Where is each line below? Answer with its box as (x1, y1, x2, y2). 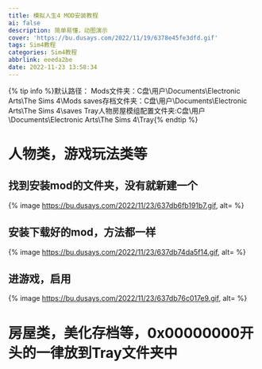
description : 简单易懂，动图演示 (8, 26, 109, 34)
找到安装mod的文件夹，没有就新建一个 (8, 179, 198, 193)
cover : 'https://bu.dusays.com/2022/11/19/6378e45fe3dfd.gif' (8, 33, 218, 42)
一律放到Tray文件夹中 (36, 344, 178, 362)
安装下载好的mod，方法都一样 (8, 225, 156, 239)
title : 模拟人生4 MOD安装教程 (8, 11, 99, 20)
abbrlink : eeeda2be (8, 56, 73, 64)
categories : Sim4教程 (8, 48, 78, 56)
